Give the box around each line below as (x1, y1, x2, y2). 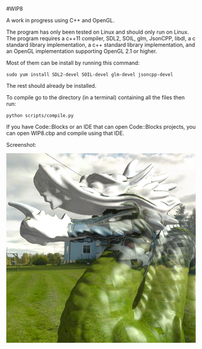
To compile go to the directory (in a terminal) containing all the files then (6, 94, 185, 101)
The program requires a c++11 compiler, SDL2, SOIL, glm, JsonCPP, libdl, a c (6, 35, 196, 42)
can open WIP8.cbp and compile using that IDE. (6, 129, 124, 137)
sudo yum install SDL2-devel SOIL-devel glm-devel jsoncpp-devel (6, 72, 173, 78)
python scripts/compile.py (6, 113, 74, 119)
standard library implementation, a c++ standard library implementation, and (6, 42, 195, 48)
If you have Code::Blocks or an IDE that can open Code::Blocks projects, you (6, 123, 196, 130)
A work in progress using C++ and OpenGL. (6, 17, 115, 23)
